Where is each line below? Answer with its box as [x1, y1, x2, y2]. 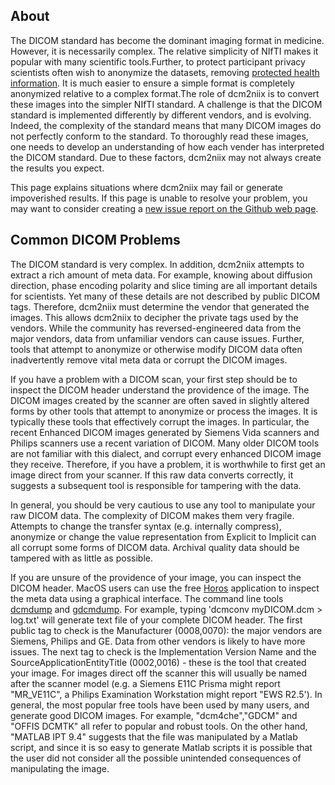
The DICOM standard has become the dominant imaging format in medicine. [10, 34, 325, 46]
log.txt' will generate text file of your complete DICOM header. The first [10, 614, 303, 626]
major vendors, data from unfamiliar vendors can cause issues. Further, [10, 332, 305, 344]
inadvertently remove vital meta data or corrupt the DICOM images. [10, 354, 288, 366]
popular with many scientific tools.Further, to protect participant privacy [10, 55, 306, 68]
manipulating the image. [10, 762, 110, 774]
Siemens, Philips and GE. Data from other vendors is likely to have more [10, 635, 306, 647]
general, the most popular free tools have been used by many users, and [10, 699, 310, 711]
